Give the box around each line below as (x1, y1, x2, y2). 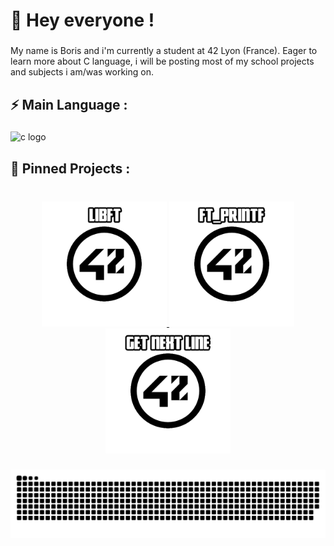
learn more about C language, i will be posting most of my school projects (10, 55, 315, 68)
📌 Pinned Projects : (10, 160, 131, 177)
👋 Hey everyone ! (10, 9, 155, 32)
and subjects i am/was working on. (10, 66, 155, 78)
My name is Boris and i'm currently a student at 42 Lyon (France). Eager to (10, 45, 318, 57)
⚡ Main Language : (10, 96, 128, 113)
